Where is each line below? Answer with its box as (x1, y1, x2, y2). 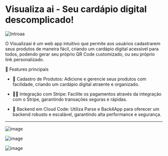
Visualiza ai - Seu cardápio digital (5, 4, 147, 15)
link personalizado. (5, 56, 44, 62)
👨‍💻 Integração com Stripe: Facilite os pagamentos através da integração (12, 91, 161, 97)
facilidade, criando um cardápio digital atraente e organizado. (12, 81, 139, 87)
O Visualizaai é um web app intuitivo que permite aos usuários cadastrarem (5, 40, 161, 46)
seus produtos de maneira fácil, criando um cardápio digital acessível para (5, 46, 159, 52)
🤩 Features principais (5, 66, 49, 72)
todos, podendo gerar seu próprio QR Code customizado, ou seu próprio (5, 51, 155, 57)
